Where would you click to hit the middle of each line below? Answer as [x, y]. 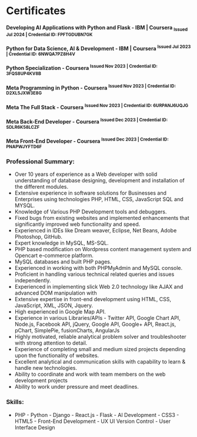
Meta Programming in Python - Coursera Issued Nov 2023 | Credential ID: [91, 87]
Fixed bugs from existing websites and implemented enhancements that [102, 218]
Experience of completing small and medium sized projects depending [100, 349]
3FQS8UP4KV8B [24, 74]
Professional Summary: [41, 161]
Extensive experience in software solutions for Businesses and [90, 193]
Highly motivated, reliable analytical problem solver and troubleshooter [100, 337]
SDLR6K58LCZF [23, 127]
